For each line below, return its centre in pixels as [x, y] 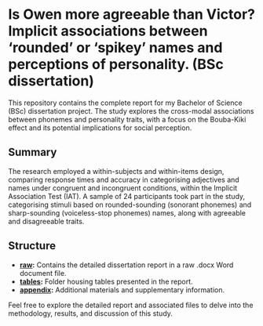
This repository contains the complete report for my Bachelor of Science [125, 103]
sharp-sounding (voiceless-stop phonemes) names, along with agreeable [127, 212]
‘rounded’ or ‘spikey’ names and [115, 48]
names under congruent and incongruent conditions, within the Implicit [123, 188]
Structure [32, 246]
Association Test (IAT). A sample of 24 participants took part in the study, [127, 196]
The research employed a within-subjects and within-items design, [116, 171]
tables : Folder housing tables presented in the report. [106, 281]
